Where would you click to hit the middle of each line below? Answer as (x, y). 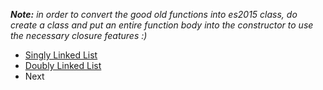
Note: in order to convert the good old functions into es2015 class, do (154, 14)
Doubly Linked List (63, 65)
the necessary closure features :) (79, 35)
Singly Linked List (61, 55)
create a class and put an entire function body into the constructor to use (162, 25)
